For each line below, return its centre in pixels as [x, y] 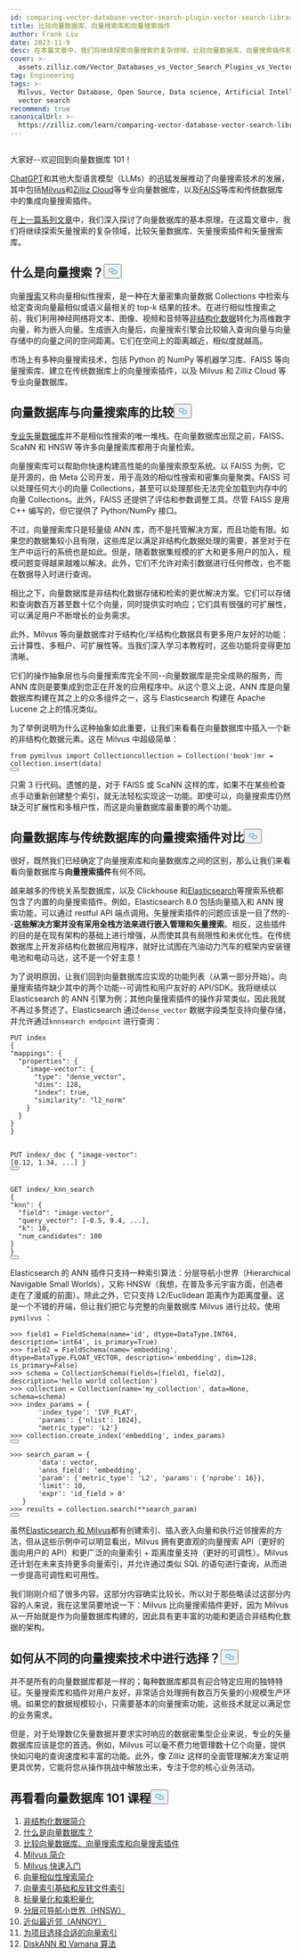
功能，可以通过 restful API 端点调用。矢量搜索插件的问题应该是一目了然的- [154, 913]
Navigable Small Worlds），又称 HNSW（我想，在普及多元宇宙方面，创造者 [147, 1284]
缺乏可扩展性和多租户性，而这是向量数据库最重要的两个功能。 [123, 807]
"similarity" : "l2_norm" [80, 1101]
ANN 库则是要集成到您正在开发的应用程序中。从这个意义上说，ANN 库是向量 [150, 687]
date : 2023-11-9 [40, 42]
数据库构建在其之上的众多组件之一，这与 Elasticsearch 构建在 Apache [138, 697]
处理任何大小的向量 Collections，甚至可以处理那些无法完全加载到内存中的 [152, 488]
